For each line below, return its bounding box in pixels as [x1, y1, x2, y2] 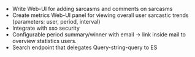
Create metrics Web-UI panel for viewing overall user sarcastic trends [12, 12, 189, 19]
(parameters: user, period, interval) [12, 18, 101, 25]
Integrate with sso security [12, 24, 80, 32]
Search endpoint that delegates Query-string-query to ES [12, 44, 158, 51]
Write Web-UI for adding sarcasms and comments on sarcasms [12, 5, 173, 12]
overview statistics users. [12, 38, 77, 44]
